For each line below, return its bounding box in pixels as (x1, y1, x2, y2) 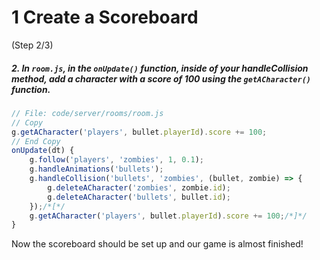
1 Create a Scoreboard (11, 6, 199, 29)
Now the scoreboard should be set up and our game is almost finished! (11, 238, 304, 250)
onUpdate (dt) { (11, 146, 75, 156)
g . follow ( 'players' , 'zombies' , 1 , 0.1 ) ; (29, 155, 204, 165)
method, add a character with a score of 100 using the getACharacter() (11, 72, 311, 85)
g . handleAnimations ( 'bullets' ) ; (29, 164, 164, 175)
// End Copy (11, 136, 61, 146)
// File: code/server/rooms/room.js (11, 108, 164, 118)
